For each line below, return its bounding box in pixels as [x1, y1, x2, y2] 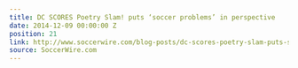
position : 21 [9, 29, 58, 38]
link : [9, 37, 29, 47]
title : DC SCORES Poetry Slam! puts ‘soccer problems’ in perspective [9, 12, 276, 22]
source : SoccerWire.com [9, 46, 98, 55]
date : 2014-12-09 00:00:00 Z [9, 21, 117, 30]
